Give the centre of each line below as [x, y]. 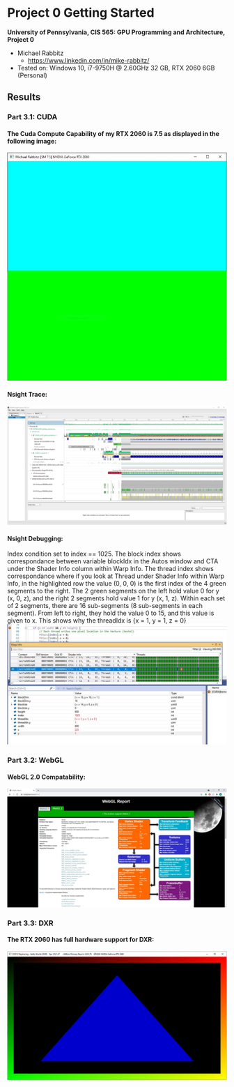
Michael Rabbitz [40, 53]
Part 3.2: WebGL [36, 760]
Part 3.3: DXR [30, 923]
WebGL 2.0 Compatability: [46, 777]
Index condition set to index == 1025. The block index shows [94, 554]
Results [24, 97]
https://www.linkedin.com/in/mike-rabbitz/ [88, 60]
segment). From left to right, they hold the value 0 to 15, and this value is [111, 613]
